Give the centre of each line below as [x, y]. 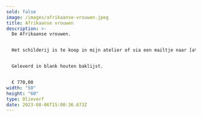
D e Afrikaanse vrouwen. [41, 34]
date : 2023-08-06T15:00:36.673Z [47, 105]
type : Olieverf [25, 99]
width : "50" [21, 88]
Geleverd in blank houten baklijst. [57, 67]
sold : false [21, 12]
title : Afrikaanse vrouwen [40, 23]
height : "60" [23, 94]
